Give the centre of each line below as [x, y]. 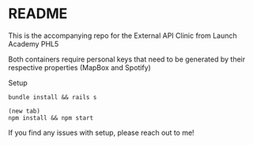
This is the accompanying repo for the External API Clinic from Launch [123, 35]
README [38, 14]
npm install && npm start [51, 118]
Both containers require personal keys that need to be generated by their [127, 59]
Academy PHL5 [34, 43]
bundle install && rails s [53, 97]
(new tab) [25, 111]
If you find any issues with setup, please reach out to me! [102, 132]
